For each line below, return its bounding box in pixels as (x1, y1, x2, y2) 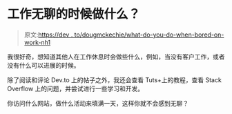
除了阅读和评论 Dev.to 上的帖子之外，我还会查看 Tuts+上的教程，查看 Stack (7, 75, 222, 84)
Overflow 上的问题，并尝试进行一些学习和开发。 (7, 84, 144, 93)
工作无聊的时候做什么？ (7, 6, 141, 22)
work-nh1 (23, 38, 51, 46)
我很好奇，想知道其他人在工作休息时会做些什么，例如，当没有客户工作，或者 (7, 53, 225, 61)
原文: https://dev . (23, 30, 73, 39)
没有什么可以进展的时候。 (7, 61, 80, 69)
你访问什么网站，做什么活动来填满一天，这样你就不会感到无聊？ (7, 99, 188, 107)
